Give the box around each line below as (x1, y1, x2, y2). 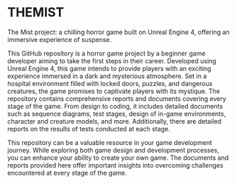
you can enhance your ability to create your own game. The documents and (7, 153, 229, 162)
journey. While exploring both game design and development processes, (7, 146, 220, 154)
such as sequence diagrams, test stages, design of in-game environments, (7, 109, 226, 118)
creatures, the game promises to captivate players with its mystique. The (7, 87, 220, 95)
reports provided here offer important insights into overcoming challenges (7, 161, 224, 169)
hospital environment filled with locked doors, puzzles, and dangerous (7, 79, 213, 87)
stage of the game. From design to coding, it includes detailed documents (7, 102, 224, 110)
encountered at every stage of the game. (7, 168, 127, 177)
